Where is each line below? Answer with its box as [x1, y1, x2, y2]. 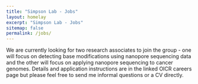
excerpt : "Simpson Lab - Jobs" [6, 19, 84, 25]
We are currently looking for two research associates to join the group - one [6, 46, 191, 53]
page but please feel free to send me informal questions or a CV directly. [6, 72, 184, 79]
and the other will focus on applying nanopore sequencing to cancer [6, 59, 174, 66]
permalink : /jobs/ [6, 31, 52, 36]
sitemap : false [6, 25, 44, 31]
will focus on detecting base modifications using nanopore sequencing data [6, 53, 191, 60]
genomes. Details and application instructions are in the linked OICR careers [6, 65, 192, 72]
